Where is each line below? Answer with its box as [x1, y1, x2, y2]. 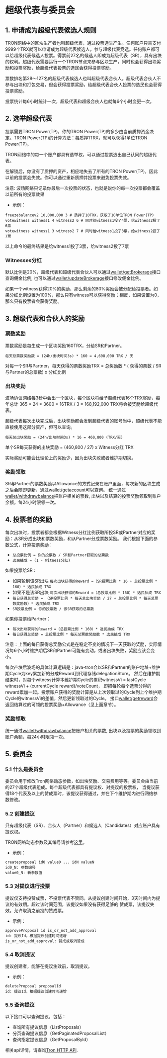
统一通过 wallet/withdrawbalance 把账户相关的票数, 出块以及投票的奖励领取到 [5, 727, 161, 733]
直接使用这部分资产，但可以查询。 [5, 424, 75, 430]
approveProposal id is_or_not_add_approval [5, 928, 97, 933]
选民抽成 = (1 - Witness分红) [12, 558, 71, 563]
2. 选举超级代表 [5, 114, 52, 123]
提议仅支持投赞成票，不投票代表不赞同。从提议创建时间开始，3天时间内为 [5, 895, 156, 901]
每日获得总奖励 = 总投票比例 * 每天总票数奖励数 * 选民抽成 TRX [12, 632, 131, 637]
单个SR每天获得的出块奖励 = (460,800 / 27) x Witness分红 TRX [5, 444, 134, 450]
